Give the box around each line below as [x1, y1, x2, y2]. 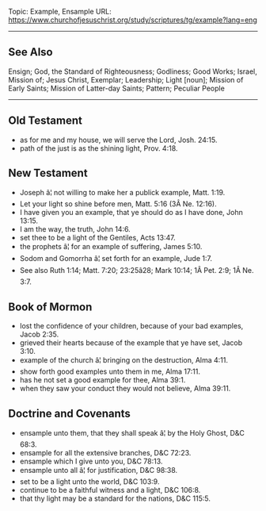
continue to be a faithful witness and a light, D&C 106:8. [19, 486, 201, 495]
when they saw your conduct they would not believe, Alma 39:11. [19, 384, 231, 394]
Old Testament [8, 114, 83, 128]
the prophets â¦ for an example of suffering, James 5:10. [19, 242, 203, 252]
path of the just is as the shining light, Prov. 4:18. [19, 143, 178, 153]
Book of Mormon [8, 300, 93, 313]
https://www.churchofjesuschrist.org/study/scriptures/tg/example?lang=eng [8, 15, 257, 25]
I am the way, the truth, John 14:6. [19, 225, 131, 234]
